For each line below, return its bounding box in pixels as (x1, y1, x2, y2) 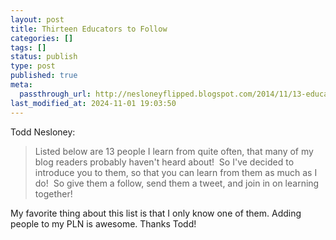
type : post (10, 61, 56, 71)
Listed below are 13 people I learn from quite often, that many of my (34, 145, 314, 157)
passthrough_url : (19, 89, 92, 99)
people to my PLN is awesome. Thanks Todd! (10, 217, 197, 230)
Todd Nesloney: (10, 126, 76, 138)
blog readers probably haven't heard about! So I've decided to (34, 156, 295, 168)
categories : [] (10, 33, 74, 43)
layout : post (10, 14, 65, 25)
